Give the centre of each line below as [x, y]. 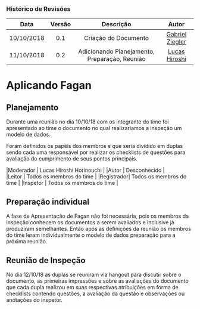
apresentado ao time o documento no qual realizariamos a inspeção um [94, 128]
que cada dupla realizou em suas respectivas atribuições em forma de [92, 287]
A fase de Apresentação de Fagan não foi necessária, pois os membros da [98, 216]
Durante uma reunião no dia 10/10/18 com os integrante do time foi [87, 122]
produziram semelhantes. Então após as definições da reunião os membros [99, 229]
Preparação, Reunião [116, 59]
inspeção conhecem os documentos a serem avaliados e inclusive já [90, 223]
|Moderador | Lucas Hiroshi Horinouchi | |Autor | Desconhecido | [85, 170]
